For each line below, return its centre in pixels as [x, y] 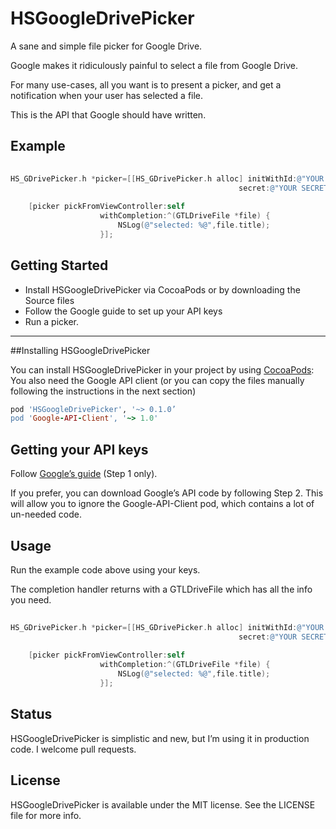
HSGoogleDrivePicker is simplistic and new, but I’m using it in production [160, 738]
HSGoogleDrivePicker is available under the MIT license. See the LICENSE [163, 804]
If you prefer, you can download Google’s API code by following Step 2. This [167, 493]
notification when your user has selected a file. [107, 95]
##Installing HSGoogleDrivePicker [80, 350]
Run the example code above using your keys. [105, 569]
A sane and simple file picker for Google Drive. [106, 46]
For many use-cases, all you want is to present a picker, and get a [146, 84]
